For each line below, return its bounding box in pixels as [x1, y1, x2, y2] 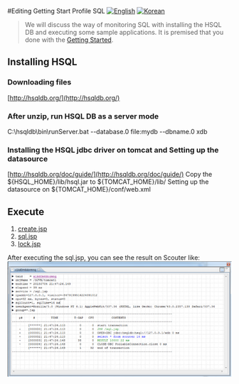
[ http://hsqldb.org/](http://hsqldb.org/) [7, 93, 120, 102]
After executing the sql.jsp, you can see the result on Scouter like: [7, 253, 201, 262]
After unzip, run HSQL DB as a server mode [7, 111, 159, 121]
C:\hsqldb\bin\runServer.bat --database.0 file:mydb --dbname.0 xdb [7, 127, 208, 136]
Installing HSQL [7, 56, 78, 68]
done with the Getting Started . [24, 35, 114, 44]
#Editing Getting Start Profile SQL [7, 7, 105, 15]
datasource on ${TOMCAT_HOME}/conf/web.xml [7, 185, 152, 194]
